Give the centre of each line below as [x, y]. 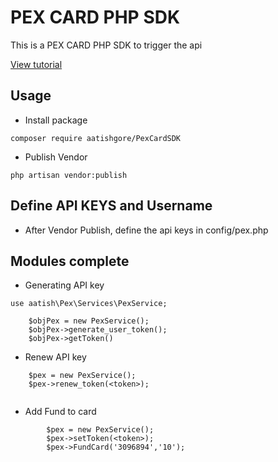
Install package [56, 120]
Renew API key [55, 357]
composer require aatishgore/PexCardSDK [96, 138]
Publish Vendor [56, 157]
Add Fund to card [60, 412]
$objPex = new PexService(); [89, 321]
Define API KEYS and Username [111, 206]
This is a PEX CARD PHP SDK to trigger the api [106, 45]
